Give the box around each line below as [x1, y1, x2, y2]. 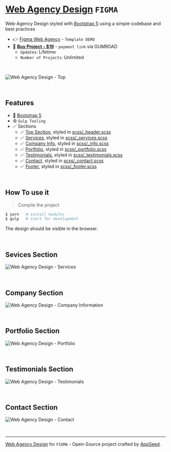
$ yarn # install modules [5, 212, 65, 217]
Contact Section [5, 403, 58, 412]
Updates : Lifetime [20, 48, 56, 55]
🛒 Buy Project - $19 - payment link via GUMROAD [12, 43, 118, 49]
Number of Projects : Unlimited [20, 54, 84, 60]
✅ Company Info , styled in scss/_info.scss [20, 140, 109, 146]
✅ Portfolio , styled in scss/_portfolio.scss [20, 146, 107, 152]
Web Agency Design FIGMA [5, 4, 118, 15]
